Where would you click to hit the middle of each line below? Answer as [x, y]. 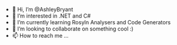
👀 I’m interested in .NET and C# [51, 16]
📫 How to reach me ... [40, 36]
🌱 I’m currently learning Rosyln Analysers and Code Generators [91, 22]
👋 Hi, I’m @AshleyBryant [43, 9]
